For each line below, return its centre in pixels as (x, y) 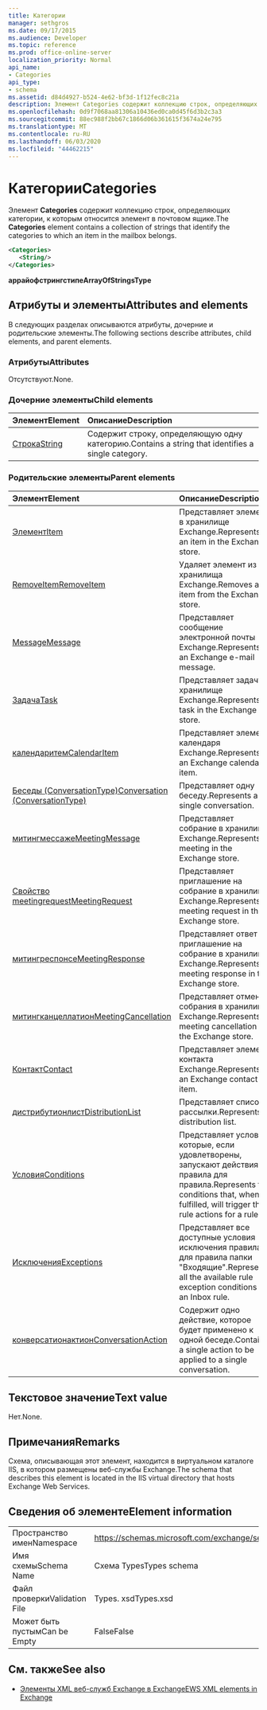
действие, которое (215, 1320)
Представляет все (214, 1227)
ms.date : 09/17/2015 (43, 30)
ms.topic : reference (43, 45)
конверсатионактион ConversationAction (90, 1340)
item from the (204, 594)
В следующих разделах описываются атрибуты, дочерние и (111, 324)
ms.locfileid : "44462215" (51, 149)
